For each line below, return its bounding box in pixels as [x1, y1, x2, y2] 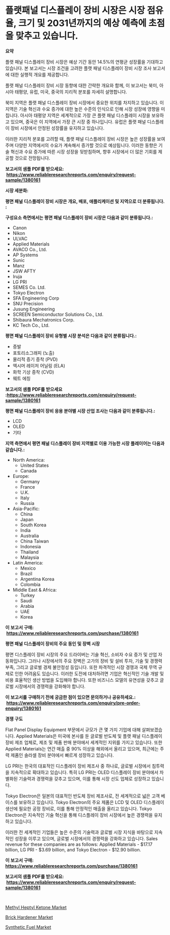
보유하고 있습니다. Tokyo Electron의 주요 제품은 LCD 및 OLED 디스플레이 [18, 799, 164, 805]
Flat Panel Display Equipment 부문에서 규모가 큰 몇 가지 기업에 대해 [5, 727, 141, 733]
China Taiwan [20, 538, 49, 544]
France [20, 484, 36, 490]
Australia [20, 532, 39, 539]
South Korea [20, 522, 47, 528]
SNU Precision [12, 300, 43, 306]
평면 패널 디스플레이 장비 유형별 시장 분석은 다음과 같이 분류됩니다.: [5, 332, 137, 339]
